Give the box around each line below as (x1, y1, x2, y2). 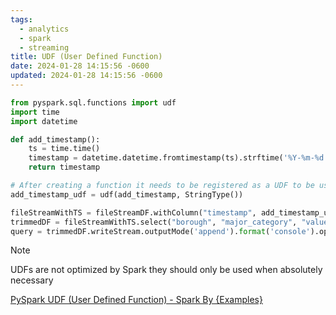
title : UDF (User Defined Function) (10, 52, 163, 62)
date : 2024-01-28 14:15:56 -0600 (10, 61, 150, 71)
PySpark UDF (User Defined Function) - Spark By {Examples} (10, 294, 263, 306)
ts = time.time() (28, 144, 101, 154)
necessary (10, 274, 54, 286)
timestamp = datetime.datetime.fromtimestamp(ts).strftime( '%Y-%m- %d (28, 153, 325, 163)
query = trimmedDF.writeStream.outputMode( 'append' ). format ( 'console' (10, 226, 311, 236)
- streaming (19, 42, 70, 53)
